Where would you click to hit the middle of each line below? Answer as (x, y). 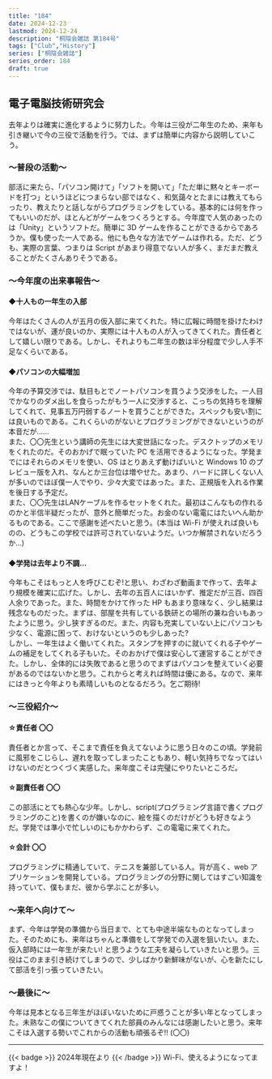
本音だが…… (29, 432)
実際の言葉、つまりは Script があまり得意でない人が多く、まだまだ (134, 247)
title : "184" (30, 16)
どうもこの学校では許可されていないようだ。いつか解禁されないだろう (146, 533)
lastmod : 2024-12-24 (43, 31)
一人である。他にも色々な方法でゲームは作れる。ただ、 (157, 237)
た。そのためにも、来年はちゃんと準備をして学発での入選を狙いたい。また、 (136, 940)
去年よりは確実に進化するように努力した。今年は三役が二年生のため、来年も (136, 124)
